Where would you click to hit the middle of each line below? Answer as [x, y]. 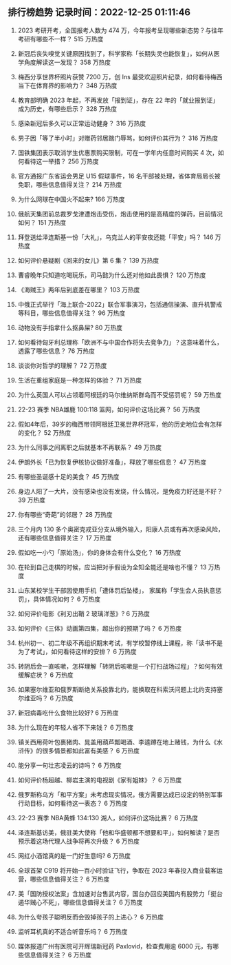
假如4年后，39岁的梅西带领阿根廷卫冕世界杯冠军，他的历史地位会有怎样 [120, 424]
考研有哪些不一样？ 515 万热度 [60, 39]
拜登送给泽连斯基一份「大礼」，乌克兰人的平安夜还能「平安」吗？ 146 [115, 237]
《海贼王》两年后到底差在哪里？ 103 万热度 [79, 289]
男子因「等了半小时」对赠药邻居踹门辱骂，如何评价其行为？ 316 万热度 [118, 138]
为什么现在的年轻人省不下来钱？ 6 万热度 [76, 727]
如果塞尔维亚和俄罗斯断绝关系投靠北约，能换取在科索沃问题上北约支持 [117, 689]
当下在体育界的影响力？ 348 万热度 [67, 85]
